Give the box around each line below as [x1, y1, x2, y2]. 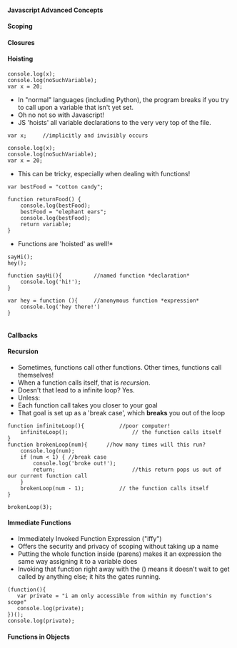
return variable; [20, 221, 72, 228]
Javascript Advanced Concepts [7, 6, 104, 14]
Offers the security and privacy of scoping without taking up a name [17, 542, 219, 550]
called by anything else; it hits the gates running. [17, 572, 161, 581]
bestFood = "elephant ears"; [20, 208, 107, 216]
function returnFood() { [7, 196, 81, 203]
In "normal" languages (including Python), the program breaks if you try [17, 95, 229, 103]
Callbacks [7, 330, 38, 339]
